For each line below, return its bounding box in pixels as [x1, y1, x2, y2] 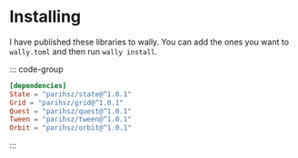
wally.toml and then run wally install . [9, 45, 158, 56]
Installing [9, 6, 82, 27]
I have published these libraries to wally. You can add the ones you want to [9, 36, 289, 47]
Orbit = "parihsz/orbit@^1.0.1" [9, 123, 132, 133]
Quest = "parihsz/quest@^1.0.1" [9, 106, 132, 115]
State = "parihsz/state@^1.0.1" [9, 89, 132, 99]
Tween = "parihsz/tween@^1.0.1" [9, 115, 132, 124]
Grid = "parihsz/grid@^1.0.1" [9, 98, 124, 107]
